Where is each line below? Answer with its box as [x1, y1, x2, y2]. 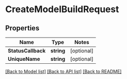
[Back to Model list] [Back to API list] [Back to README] [5, 68, 122, 74]
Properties [5, 24, 40, 32]
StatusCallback [8, 47, 46, 54]
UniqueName [8, 56, 41, 62]
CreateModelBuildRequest [5, 4, 119, 15]
